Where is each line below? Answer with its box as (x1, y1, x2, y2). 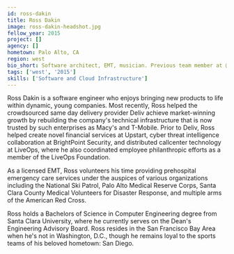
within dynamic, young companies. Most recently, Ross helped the (7, 102, 198, 110)
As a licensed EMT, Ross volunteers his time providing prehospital (7, 166, 196, 175)
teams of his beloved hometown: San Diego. (7, 239, 134, 248)
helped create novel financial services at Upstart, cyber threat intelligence (7, 131, 219, 139)
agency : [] (7, 42, 39, 49)
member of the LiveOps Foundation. (7, 153, 111, 161)
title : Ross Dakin (7, 17, 61, 24)
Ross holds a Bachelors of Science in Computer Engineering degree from (7, 209, 217, 218)
